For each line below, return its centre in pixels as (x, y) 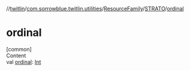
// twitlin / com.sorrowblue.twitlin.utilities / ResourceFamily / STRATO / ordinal (95, 9)
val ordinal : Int (24, 61)
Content (16, 55)
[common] (19, 49)
